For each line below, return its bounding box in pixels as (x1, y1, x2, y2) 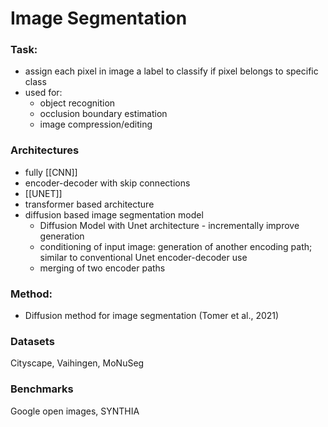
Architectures (10, 143, 80, 157)
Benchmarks (10, 382, 74, 396)
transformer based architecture (24, 198, 155, 210)
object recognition (39, 97, 116, 109)
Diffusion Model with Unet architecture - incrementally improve (39, 219, 300, 231)
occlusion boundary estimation (39, 108, 168, 120)
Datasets (10, 335, 55, 348)
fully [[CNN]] (24, 166, 78, 178)
